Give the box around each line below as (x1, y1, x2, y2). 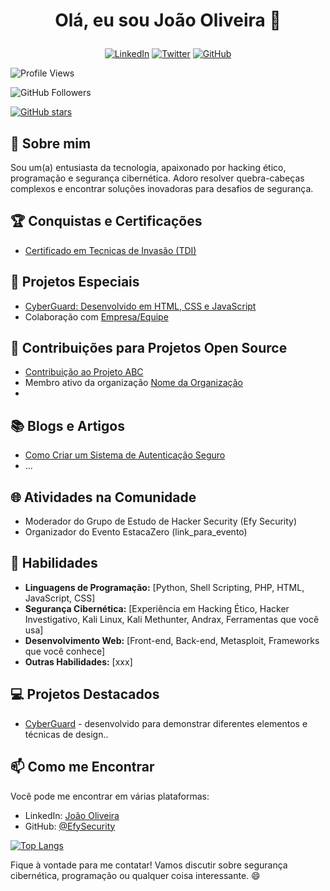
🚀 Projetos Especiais (10, 274, 140, 291)
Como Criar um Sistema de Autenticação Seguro (24, 449, 226, 461)
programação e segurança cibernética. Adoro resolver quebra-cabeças (10, 172, 305, 184)
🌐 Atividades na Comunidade (10, 489, 197, 506)
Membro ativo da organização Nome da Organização (24, 377, 243, 389)
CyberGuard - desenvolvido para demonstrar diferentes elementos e (24, 717, 308, 729)
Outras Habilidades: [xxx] (24, 655, 133, 668)
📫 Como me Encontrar (10, 759, 155, 776)
